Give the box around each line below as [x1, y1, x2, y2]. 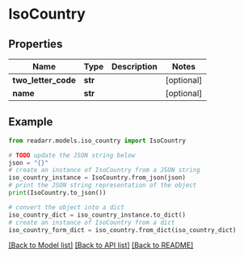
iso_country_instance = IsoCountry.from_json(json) [8, 174, 186, 182]
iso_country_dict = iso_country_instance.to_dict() [8, 211, 186, 219]
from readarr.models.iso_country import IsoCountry [8, 137, 186, 145]
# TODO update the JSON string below [8, 151, 136, 159]
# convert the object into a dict [8, 203, 125, 211]
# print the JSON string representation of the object [8, 181, 197, 190]
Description [111, 61, 158, 72]
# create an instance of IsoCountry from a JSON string [8, 166, 200, 175]
